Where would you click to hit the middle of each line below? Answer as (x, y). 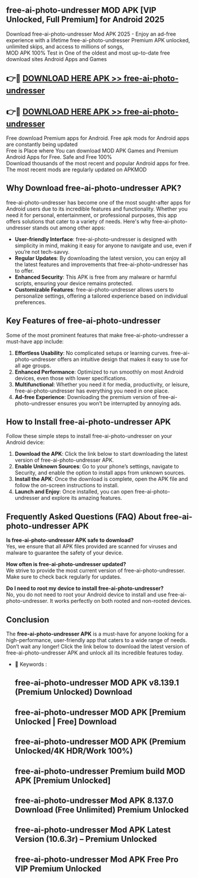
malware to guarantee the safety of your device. (65, 553)
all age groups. (33, 365)
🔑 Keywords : (31, 665)
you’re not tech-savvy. (42, 251)
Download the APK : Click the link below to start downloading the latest (101, 454)
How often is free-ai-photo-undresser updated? (66, 564)
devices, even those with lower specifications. (71, 378)
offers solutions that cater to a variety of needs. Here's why (79, 221)
